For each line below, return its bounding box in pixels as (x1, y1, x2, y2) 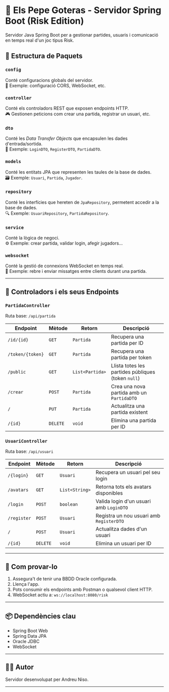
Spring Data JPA (12, 633, 47, 639)
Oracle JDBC (12, 639, 40, 645)
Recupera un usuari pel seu (95, 469, 160, 476)
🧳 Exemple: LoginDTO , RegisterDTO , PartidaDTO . (5, 146, 102, 152)
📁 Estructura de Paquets (5, 52, 83, 60)
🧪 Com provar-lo (5, 562, 58, 571)
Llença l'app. (12, 581, 40, 587)
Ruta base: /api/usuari (5, 448, 54, 454)
